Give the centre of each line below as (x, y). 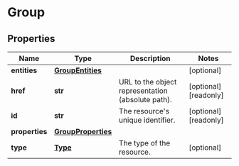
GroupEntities (78, 70)
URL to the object (148, 82)
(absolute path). (145, 100)
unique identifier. (147, 120)
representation (143, 91)
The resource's (144, 111)
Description (150, 59)
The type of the (144, 143)
